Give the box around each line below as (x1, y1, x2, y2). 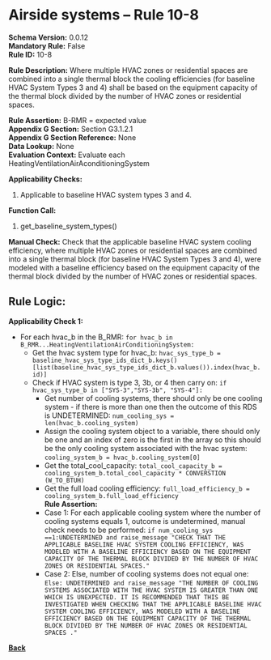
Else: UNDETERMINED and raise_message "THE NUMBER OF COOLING (44, 579, 259, 587)
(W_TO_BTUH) (44, 476, 85, 484)
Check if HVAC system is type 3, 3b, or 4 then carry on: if (32, 377, 227, 387)
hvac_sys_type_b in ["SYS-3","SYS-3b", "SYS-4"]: (32, 386, 204, 394)
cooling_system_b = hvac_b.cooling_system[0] (44, 453, 201, 462)
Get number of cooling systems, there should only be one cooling (44, 393, 263, 402)
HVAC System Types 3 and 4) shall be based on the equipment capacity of (8, 83, 258, 92)
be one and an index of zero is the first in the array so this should (44, 435, 261, 445)
